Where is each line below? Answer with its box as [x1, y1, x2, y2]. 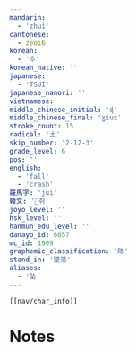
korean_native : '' [9, 64, 78, 73]
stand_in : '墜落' [9, 255, 72, 265]
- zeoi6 [17, 38, 47, 48]
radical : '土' [9, 130, 61, 139]
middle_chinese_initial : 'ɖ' [9, 105, 118, 114]
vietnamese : [9, 96, 54, 106]
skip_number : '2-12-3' [9, 138, 94, 147]
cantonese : [9, 30, 50, 39]
